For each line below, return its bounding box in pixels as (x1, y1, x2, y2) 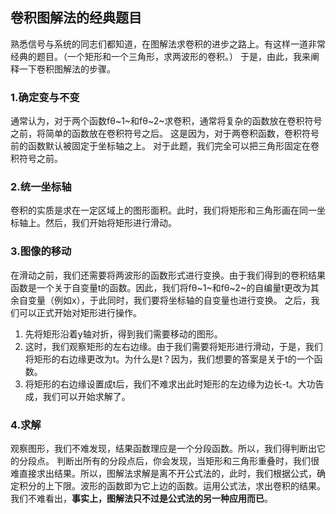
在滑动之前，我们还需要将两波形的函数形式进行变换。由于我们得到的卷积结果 (10, 269, 326, 281)
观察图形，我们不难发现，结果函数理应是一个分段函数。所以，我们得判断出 (10, 443, 317, 454)
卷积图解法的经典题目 (10, 9, 142, 27)
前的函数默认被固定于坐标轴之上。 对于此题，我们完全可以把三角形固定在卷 (10, 140, 320, 152)
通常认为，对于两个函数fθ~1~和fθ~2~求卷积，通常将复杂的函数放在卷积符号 (10, 115, 323, 127)
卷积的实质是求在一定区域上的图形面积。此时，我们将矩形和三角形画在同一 (10, 204, 317, 217)
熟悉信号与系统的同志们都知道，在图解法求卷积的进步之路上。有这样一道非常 (10, 38, 326, 50)
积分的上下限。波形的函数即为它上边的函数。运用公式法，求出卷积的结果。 (18, 480, 326, 492)
